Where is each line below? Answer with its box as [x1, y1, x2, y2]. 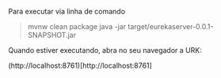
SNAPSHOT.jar [27, 31, 77, 39]
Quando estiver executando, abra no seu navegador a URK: [8, 46, 202, 54]
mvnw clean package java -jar [27, 22, 127, 31]
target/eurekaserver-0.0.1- [128, 22, 214, 31]
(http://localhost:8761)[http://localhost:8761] [8, 61, 152, 70]
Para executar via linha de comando [8, 7, 125, 16]
